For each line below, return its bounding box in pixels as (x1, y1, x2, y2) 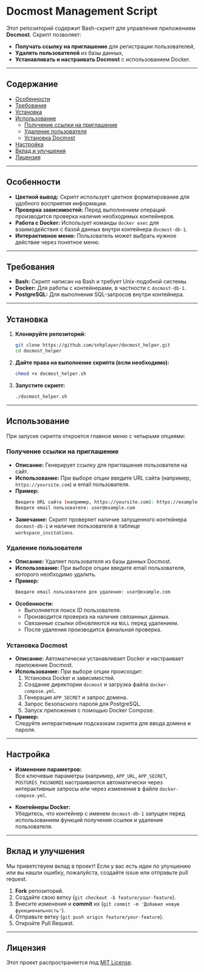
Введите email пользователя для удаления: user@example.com (15, 589, 171, 595)
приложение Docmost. (15, 661, 73, 669)
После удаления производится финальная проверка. (24, 626, 162, 633)
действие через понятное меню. (15, 238, 100, 246)
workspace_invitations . (15, 528, 75, 536)
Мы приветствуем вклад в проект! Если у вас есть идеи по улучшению (6, 862, 191, 870)
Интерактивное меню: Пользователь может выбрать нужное (15, 232, 177, 239)
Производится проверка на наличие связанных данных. (24, 612, 171, 620)
